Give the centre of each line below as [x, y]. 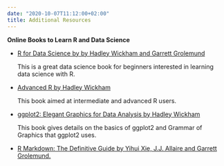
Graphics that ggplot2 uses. [57, 135]
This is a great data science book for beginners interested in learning [115, 66]
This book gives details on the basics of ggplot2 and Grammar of [110, 127]
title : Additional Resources [49, 20]
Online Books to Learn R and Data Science [68, 39]
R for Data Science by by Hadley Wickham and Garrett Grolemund [111, 53]
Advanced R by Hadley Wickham [64, 87]
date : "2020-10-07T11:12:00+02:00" [58, 13]
